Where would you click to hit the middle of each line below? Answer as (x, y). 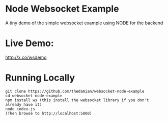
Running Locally (40, 78)
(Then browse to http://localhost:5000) (49, 113)
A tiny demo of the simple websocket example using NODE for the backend (84, 23)
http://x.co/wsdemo (26, 57)
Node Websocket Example (62, 9)
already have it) (24, 104)
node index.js (20, 109)
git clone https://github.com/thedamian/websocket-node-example (75, 91)
